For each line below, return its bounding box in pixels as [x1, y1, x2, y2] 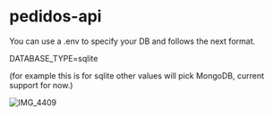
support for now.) [9, 79, 73, 90]
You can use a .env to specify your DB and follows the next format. [9, 36, 256, 46]
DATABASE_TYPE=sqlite [9, 53, 98, 63]
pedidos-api [9, 6, 102, 27]
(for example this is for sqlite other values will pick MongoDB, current [9, 70, 265, 81]
